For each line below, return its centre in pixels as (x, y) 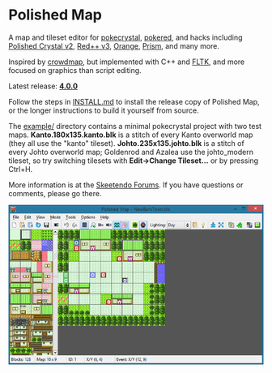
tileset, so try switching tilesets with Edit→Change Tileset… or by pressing (134, 161)
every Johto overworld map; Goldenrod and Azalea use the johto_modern (131, 152)
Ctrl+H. (21, 169)
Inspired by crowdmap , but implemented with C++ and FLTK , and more (127, 62)
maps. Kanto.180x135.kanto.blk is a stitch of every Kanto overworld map (131, 135)
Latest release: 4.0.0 (43, 86)
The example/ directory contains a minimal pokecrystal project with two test (135, 126)
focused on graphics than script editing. (75, 70)
